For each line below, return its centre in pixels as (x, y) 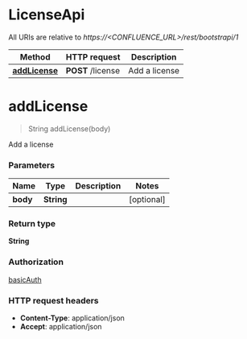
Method (35, 56)
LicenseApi (47, 15)
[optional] (147, 200)
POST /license (93, 70)
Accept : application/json (61, 327)
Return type (32, 224)
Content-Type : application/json (72, 318)
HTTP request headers (54, 300)
